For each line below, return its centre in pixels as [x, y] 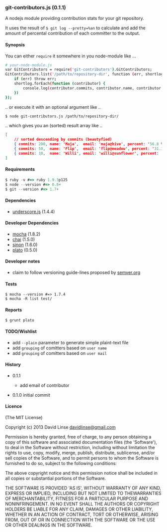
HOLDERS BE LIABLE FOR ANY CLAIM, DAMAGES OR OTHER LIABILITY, [79, 509]
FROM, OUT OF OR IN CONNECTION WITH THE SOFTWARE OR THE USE [80, 520]
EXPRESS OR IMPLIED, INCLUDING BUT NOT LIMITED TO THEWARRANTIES [83, 494]
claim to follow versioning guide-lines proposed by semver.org [76, 272]
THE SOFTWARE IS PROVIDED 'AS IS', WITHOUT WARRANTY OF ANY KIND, [83, 488]
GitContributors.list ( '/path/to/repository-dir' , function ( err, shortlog [84, 74]
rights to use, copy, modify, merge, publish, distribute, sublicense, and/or [80, 453]
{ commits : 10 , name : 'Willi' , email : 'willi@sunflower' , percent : [86, 153]
